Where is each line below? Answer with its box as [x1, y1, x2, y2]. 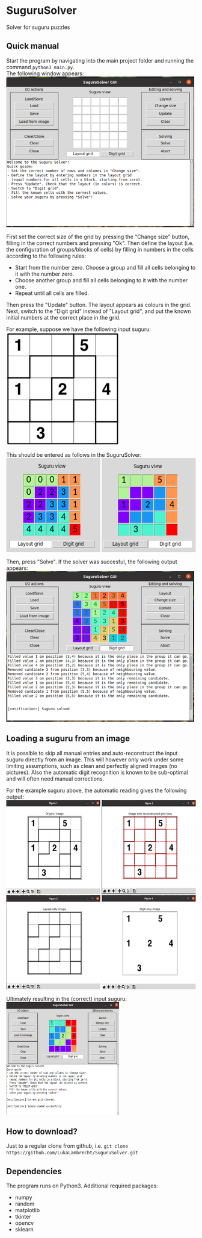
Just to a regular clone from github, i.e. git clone [6, 1142, 128, 1150]
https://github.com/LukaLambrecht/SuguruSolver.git [6, 1150, 138, 1156]
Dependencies [6, 1166, 62, 1177]
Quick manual [6, 41, 59, 51]
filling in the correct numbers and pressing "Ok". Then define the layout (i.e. [6, 239, 194, 247]
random [14, 1200, 35, 1207]
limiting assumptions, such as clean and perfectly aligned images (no [6, 762, 177, 769]
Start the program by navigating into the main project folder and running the [6, 57, 194, 64]
